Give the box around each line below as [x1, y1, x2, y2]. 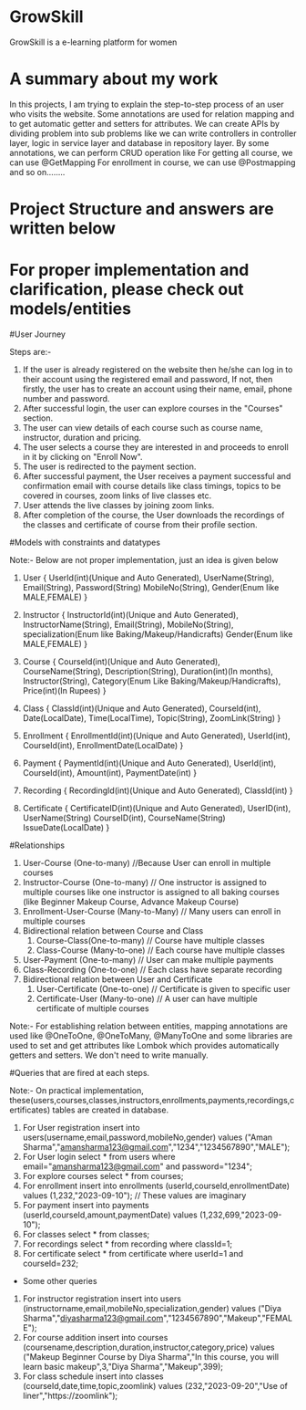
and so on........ [9, 166, 66, 177]
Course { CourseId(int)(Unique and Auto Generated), [22, 656, 220, 667]
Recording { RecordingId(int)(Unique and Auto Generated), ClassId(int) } [22, 785, 293, 796]
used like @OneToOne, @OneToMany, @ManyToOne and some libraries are [9, 1030, 293, 1041]
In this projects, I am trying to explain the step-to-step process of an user [9, 99, 284, 110]
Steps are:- [9, 347, 52, 357]
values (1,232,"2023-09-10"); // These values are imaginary [22, 1190, 247, 1201]
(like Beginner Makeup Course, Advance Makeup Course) [22, 896, 240, 907]
